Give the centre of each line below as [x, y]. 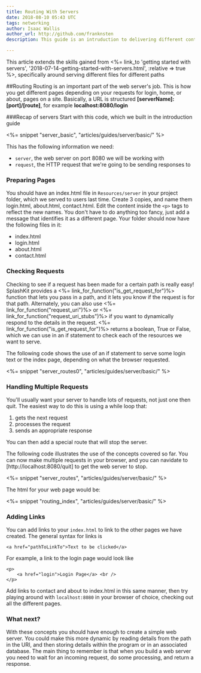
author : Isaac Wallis [33, 28]
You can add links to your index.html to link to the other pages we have [94, 530]
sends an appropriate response [54, 430]
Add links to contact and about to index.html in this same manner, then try [97, 591]
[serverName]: [156, 99]
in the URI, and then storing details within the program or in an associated [97, 645]
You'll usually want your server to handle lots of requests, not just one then [98, 400]
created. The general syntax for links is [54, 536]
